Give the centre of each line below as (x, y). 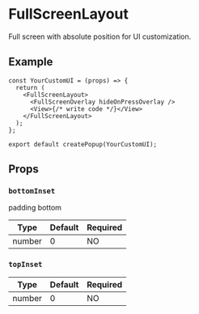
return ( (30, 87)
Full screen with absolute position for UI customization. (100, 36)
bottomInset (32, 191)
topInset (25, 265)
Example (31, 62)
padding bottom (35, 208)
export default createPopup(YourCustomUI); (83, 144)
